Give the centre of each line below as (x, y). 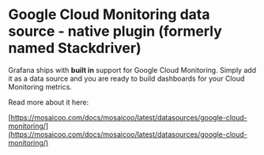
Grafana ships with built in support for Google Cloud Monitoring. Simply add (132, 70)
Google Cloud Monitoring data (109, 15)
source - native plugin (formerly (115, 31)
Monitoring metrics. (40, 87)
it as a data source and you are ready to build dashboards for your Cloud (126, 78)
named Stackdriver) (75, 48)
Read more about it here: (49, 102)
